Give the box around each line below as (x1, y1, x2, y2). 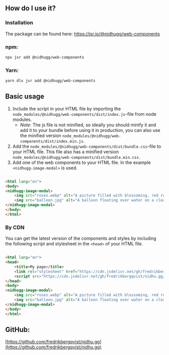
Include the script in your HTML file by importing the (12, 106, 121, 112)
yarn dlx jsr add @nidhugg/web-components (5, 78, 96, 83)
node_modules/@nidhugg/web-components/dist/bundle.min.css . (12, 154, 140, 160)
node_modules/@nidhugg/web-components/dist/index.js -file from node (12, 111, 157, 117)
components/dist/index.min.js (20, 139, 84, 144)
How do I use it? (5, 4, 56, 13)
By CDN (5, 224, 25, 231)
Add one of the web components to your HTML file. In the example (12, 159, 151, 165)
